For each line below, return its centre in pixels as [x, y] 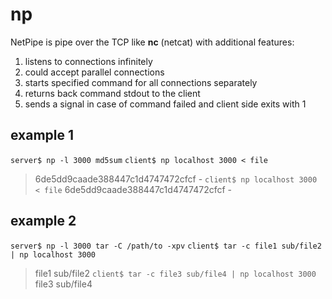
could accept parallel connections [94, 72]
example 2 [43, 221]
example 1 [42, 135]
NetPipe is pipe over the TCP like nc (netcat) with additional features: [152, 42]
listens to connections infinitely [88, 61]
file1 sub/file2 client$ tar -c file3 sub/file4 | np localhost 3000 [175, 273]
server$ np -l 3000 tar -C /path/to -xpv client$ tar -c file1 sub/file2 [166, 246]
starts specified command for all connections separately [141, 82]
